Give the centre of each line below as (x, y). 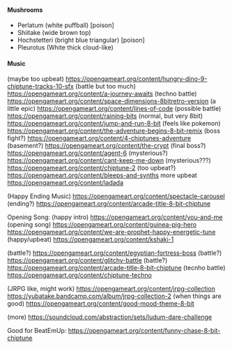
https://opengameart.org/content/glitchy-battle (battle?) (87, 260)
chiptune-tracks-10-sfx (41, 87)
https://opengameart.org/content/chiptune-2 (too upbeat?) (92, 168)
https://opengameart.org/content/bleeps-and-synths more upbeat (102, 175)
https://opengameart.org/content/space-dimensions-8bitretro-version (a (111, 101)
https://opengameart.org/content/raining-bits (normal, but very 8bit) (105, 116)
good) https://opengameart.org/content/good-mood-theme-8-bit (101, 304)
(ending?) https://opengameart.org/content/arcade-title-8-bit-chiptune (109, 204)
